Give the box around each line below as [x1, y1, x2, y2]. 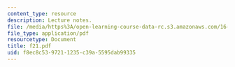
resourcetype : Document [7, 36, 77, 43]
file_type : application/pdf [7, 29, 90, 37]
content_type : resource [7, 10, 77, 17]
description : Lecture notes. [7, 17, 92, 24]
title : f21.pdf [7, 43, 52, 50]
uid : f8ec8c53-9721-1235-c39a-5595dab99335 [7, 50, 136, 57]
